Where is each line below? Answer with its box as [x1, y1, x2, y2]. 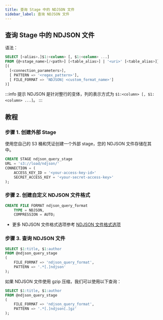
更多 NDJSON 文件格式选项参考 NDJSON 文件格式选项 [12, 221, 121, 227]
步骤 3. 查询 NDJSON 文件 [5, 235, 65, 242]
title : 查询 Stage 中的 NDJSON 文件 [5, 7, 75, 12]
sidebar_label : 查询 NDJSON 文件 [5, 12, 70, 17]
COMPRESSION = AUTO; [14, 212, 55, 217]
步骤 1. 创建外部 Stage [5, 129, 57, 136]
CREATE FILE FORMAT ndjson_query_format [5, 203, 88, 208]
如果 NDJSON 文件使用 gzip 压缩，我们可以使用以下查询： [5, 279, 121, 284]
